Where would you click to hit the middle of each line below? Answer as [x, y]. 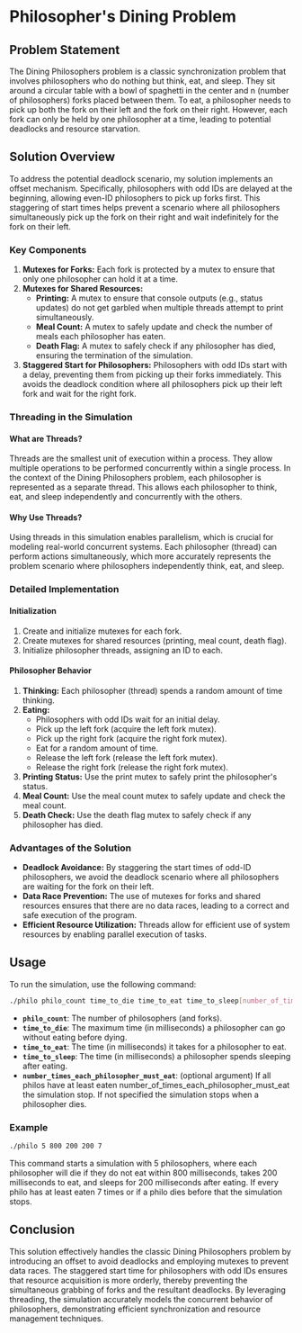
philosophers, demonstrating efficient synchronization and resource [135, 1309]
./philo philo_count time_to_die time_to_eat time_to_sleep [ [126, 1001]
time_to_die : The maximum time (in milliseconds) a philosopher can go [154, 1027]
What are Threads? [46, 438]
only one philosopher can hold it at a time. [100, 279]
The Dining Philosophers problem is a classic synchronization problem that [148, 71]
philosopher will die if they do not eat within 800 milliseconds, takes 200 [143, 1173]
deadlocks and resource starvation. [75, 129]
